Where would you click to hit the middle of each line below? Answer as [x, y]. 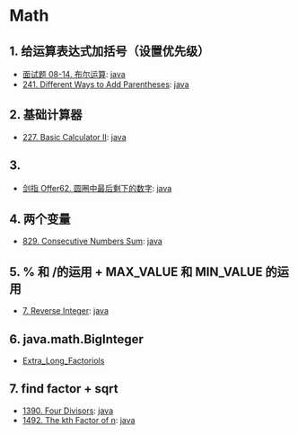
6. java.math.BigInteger [76, 339]
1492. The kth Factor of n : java [79, 420]
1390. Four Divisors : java [68, 411]
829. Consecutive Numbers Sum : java [92, 241]
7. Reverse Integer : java [66, 311]
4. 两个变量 [40, 220]
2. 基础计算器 [46, 115]
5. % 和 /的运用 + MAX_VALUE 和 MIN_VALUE [136, 272]
